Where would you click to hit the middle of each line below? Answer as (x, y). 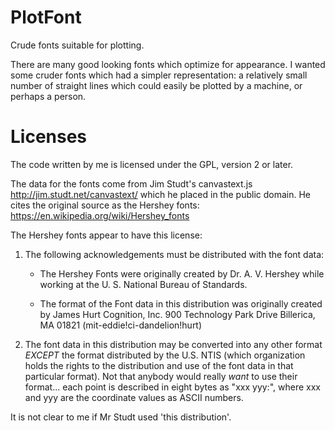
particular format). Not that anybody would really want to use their (161, 376)
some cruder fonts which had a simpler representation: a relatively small (159, 75)
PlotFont (46, 17)
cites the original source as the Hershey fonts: (105, 205)
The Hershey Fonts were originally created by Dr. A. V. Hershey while (182, 273)
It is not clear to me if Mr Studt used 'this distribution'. (121, 417)
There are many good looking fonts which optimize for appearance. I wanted (168, 64)
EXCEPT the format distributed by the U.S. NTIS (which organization (165, 355)
